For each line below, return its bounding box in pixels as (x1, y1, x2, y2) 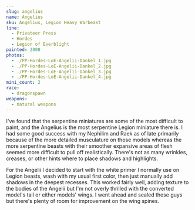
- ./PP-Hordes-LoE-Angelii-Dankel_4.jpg (11, 74, 112, 80)
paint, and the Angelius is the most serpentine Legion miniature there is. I (6, 124, 183, 131)
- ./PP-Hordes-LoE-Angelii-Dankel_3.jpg (11, 69, 112, 74)
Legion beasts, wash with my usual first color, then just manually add (6, 172, 173, 179)
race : (6, 85, 19, 91)
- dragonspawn (11, 90, 46, 96)
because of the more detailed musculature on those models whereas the (6, 136, 182, 143)
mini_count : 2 (6, 80, 41, 86)
